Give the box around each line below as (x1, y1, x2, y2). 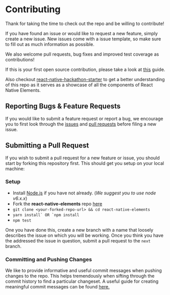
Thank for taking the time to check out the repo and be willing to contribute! (5, 20, 164, 27)
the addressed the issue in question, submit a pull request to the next (5, 237, 151, 243)
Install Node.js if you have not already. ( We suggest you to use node (12, 190, 156, 196)
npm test (12, 218, 32, 223)
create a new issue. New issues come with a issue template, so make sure (5, 36, 161, 42)
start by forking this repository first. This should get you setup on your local (5, 160, 164, 166)
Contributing (5, 4, 61, 15)
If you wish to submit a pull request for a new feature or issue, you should (5, 155, 160, 161)
